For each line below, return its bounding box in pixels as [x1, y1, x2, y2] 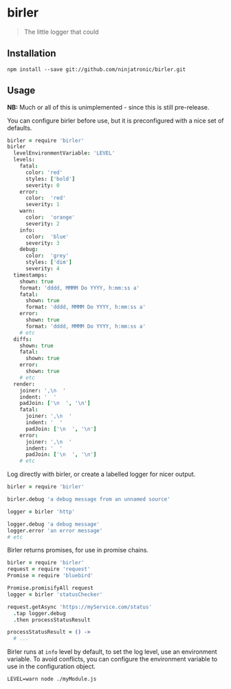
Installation [7, 48, 56, 59]
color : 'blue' [25, 233, 69, 240]
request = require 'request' [7, 566, 91, 573]
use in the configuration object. [7, 662, 96, 670]
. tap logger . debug [13, 610, 67, 617]
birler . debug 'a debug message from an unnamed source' [7, 496, 170, 503]
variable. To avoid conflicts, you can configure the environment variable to [7, 655, 218, 663]
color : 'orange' [25, 214, 76, 221]
